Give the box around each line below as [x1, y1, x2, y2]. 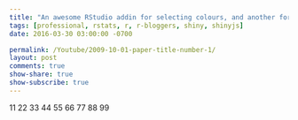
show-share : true [9, 70, 74, 79]
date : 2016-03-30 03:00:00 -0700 [9, 29, 133, 38]
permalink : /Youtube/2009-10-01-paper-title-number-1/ [9, 45, 216, 54]
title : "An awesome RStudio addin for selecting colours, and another [9, 12, 276, 22]
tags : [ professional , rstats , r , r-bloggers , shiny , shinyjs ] [9, 21, 244, 30]
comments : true [9, 62, 66, 71]
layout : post [9, 54, 58, 63]
